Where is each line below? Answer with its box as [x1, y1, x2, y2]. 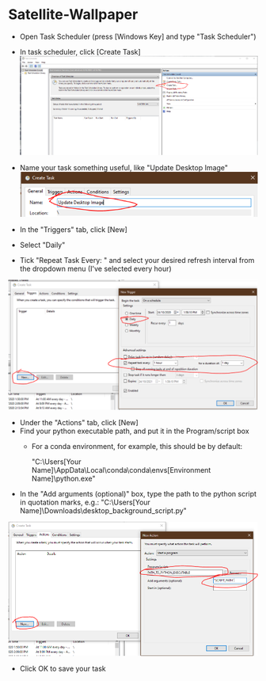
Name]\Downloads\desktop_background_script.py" [19, 506, 188, 516]
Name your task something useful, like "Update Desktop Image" [19, 163, 228, 173]
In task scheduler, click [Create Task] [19, 47, 141, 56]
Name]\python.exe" [31, 474, 97, 484]
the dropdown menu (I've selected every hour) [19, 264, 172, 273]
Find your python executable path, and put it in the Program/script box [19, 426, 249, 436]
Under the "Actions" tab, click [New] [19, 418, 139, 428]
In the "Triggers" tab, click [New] [19, 224, 128, 234]
